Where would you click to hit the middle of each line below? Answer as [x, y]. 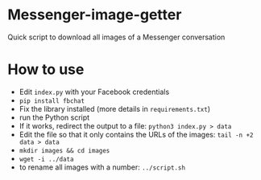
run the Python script [54, 117]
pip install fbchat [52, 101]
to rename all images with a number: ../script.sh [102, 167]
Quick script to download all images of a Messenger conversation [116, 37]
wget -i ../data [46, 159]
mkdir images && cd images [64, 150]
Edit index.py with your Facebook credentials [94, 92]
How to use [46, 70]
